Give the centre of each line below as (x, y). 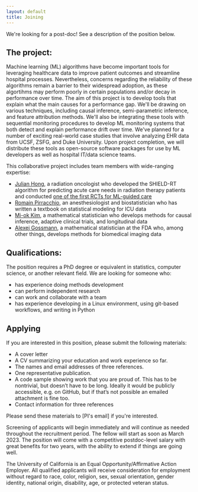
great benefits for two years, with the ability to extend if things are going (94, 446)
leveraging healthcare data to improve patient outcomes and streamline (93, 73)
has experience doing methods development (69, 285)
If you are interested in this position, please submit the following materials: (97, 342)
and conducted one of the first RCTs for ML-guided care (83, 196)
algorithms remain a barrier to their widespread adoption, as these (87, 86)
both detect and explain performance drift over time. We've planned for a (95, 130)
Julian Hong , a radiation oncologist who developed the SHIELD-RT (95, 184)
